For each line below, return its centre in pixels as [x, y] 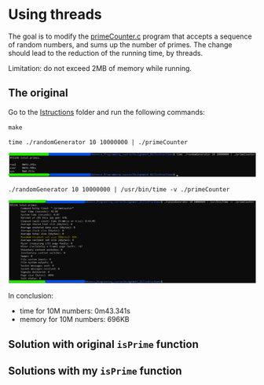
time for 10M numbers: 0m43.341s [75, 311]
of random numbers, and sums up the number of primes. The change [120, 44]
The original [38, 93]
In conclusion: [31, 296]
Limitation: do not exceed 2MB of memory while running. [100, 68]
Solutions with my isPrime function [95, 371]
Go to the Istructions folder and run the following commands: [107, 112]
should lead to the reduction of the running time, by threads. [105, 53]
